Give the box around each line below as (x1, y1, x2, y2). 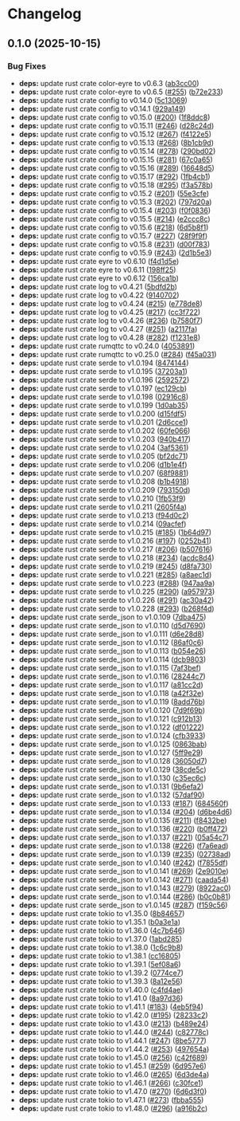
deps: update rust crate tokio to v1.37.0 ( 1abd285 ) (18, 934, 183, 943)
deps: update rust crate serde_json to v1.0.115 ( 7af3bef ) (18, 663, 202, 672)
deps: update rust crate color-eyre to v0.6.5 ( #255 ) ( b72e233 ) (18, 87, 223, 96)
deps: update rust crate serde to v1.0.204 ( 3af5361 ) (18, 442, 189, 452)
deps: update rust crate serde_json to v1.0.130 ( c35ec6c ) (18, 773, 207, 782)
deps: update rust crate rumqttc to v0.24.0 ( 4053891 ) (18, 340, 195, 351)
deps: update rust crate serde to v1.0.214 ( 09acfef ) (18, 519, 187, 529)
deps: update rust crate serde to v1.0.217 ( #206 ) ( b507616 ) (18, 544, 213, 554)
